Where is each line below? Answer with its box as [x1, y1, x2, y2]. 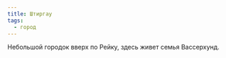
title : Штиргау [7, 10, 53, 18]
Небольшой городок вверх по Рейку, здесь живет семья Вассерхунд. [7, 43, 220, 52]
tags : [7, 17, 23, 24]
